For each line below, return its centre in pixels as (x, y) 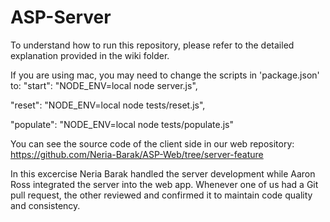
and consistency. (45, 205)
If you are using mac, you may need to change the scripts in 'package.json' (165, 75)
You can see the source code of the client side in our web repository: (152, 143)
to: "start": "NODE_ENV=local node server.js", (104, 85)
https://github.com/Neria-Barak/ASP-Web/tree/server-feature (137, 154)
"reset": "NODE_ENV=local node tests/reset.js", (108, 105)
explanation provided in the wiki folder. (90, 55)
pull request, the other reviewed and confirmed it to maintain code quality (161, 195)
